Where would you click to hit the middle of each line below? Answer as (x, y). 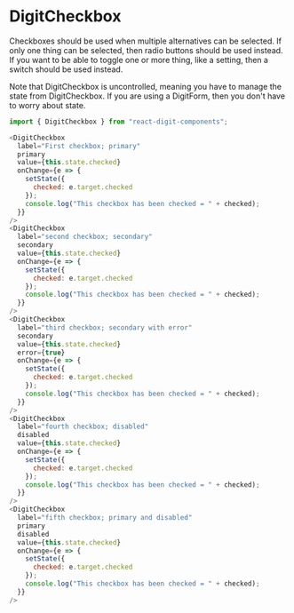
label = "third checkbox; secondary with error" (105, 327)
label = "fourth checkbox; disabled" (83, 427)
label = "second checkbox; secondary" (85, 237)
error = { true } (41, 353)
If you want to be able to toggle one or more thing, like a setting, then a (139, 60)
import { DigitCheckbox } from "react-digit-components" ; (119, 122)
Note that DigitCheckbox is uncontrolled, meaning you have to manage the (146, 86)
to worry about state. (48, 105)
